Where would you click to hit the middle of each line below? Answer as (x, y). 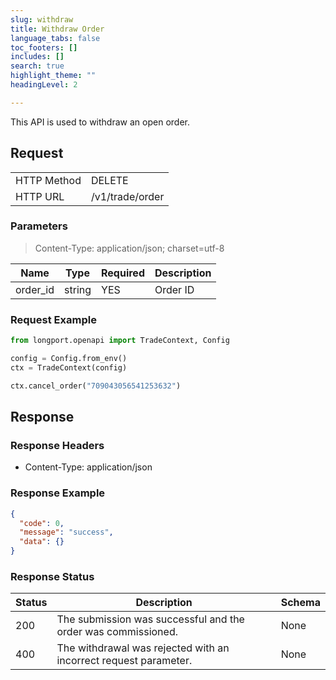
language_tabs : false (55, 38)
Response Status (52, 576)
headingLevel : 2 (44, 85)
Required (123, 273)
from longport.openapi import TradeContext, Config (120, 341)
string (78, 289)
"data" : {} (42, 542)
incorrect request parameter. (124, 661)
